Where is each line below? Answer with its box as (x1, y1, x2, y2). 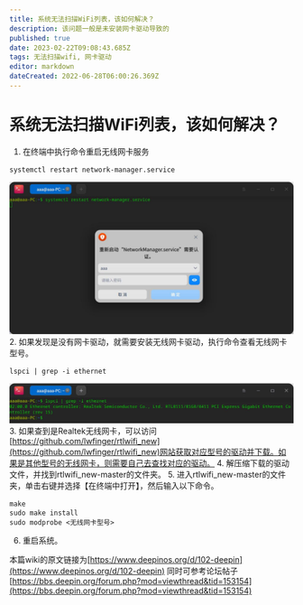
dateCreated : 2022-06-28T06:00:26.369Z (9, 72, 160, 81)
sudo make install (9, 508, 78, 517)
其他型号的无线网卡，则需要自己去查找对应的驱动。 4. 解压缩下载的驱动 (24, 457, 290, 469)
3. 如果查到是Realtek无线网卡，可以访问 (9, 425, 158, 436)
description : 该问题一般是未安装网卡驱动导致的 (9, 23, 170, 33)
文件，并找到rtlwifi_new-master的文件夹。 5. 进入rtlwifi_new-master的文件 (9, 469, 287, 479)
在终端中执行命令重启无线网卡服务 (22, 145, 150, 157)
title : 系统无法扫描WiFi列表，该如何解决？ (9, 14, 155, 23)
